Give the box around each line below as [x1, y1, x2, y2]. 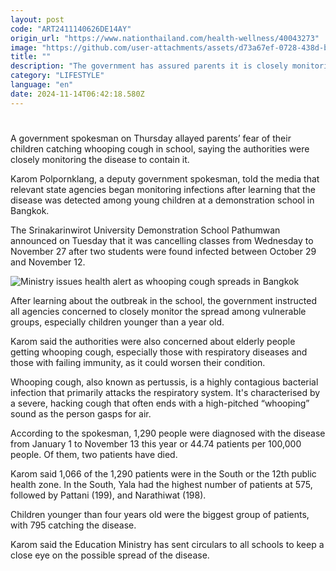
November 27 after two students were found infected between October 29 [10, 245, 317, 257]
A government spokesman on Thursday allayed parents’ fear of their [10, 132, 292, 144]
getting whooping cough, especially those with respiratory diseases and [10, 346, 308, 358]
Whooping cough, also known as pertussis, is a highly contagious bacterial [10, 376, 319, 388]
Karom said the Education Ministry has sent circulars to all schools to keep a [10, 538, 325, 550]
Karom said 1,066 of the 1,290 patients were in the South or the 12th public [10, 467, 317, 480]
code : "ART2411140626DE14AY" [10, 24, 132, 34]
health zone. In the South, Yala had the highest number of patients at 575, [10, 478, 313, 490]
